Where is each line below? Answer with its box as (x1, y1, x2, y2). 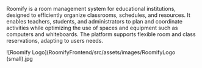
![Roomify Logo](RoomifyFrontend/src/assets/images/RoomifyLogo (6, 49, 176, 56)
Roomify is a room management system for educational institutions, (6, 5, 176, 12)
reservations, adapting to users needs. (6, 37, 104, 44)
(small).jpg (6, 55, 34, 62)
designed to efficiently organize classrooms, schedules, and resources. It (6, 11, 191, 19)
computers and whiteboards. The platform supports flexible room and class (6, 31, 197, 38)
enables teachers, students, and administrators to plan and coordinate (6, 18, 183, 25)
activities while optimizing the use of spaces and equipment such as (6, 24, 178, 31)
